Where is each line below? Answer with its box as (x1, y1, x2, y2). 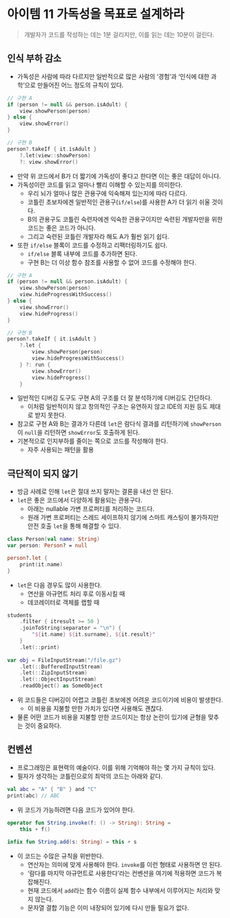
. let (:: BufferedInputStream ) (19, 663, 103, 670)
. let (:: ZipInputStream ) (19, 670, 88, 676)
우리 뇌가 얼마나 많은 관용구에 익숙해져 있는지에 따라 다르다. (27, 189, 188, 197)
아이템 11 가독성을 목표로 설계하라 (7, 6, 185, 22)
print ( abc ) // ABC (7, 792, 60, 799)
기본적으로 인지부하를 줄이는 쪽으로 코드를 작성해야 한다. (17, 437, 169, 445)
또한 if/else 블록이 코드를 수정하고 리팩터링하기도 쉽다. (17, 241, 168, 249)
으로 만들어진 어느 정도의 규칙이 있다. (24, 81, 124, 89)
